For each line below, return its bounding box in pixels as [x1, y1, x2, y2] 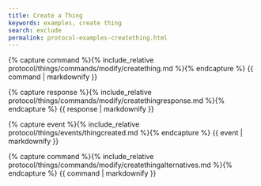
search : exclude [8, 26, 62, 34]
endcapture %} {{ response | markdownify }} [8, 104, 154, 114]
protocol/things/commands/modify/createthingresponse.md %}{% [8, 96, 225, 105]
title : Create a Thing [8, 11, 83, 20]
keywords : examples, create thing [8, 19, 123, 27]
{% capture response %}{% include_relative [8, 88, 153, 97]
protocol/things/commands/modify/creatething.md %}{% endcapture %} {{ [8, 64, 254, 74]
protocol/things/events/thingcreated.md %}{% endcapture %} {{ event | [8, 128, 243, 138]
